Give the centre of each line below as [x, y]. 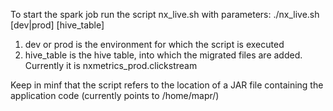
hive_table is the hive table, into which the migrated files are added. [163, 55]
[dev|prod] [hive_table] [57, 25]
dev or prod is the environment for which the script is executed [154, 44]
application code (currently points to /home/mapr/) [115, 95]
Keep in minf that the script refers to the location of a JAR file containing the [167, 85]
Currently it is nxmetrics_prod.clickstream [111, 65]
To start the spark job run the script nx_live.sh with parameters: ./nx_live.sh [165, 14]
